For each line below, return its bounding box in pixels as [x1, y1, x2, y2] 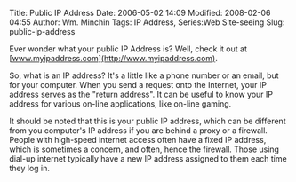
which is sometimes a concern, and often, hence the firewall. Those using [9, 144, 280, 154]
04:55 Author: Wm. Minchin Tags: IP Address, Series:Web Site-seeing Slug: [9, 17, 285, 28]
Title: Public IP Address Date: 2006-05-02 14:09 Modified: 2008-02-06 [9, 8, 271, 18]
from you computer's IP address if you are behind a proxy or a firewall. [9, 125, 268, 136]
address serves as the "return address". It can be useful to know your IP [9, 89, 274, 99]
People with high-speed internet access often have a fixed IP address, [9, 135, 267, 145]
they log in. [9, 163, 51, 173]
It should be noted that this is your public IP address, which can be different [9, 115, 286, 126]
